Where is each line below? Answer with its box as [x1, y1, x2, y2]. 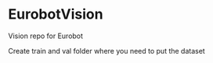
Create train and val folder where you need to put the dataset [8, 46, 205, 55]
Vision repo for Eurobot [8, 31, 84, 40]
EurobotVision [8, 5, 103, 23]
